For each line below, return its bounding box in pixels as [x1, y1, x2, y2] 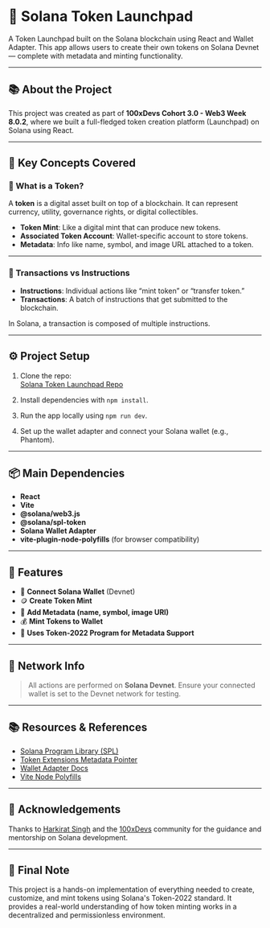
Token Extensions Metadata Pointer [19, 754, 138, 764]
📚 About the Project [8, 83, 112, 97]
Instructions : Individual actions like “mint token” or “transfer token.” [19, 286, 245, 295]
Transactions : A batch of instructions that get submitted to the [19, 294, 228, 304]
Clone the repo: [19, 370, 72, 381]
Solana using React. [8, 125, 75, 135]
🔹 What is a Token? [8, 180, 84, 192]
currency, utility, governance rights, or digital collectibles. [8, 207, 198, 217]
